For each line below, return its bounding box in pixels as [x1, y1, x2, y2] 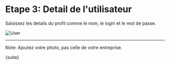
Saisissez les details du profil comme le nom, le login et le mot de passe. [5, 20, 156, 26]
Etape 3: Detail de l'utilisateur [5, 4, 132, 15]
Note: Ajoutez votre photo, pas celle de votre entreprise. [5, 44, 122, 50]
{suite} [5, 54, 19, 60]
